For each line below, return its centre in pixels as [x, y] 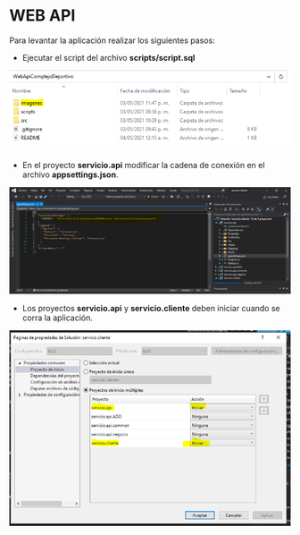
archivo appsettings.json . [70, 174]
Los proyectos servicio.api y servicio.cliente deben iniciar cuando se [151, 309]
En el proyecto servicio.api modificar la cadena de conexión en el [143, 165]
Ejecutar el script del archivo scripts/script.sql [108, 57]
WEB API [42, 16]
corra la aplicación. [58, 318]
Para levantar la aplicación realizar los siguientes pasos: [112, 40]
